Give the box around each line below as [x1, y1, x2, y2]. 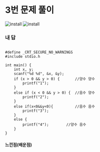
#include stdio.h [5, 54, 40, 59]
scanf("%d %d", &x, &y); [14, 72, 64, 76]
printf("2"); [22, 95, 49, 100]
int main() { [5, 63, 32, 68]
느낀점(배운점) [5, 142, 32, 148]
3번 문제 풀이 [5, 4, 55, 16]
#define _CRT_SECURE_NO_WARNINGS [5, 50, 73, 55]
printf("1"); [22, 81, 49, 86]
